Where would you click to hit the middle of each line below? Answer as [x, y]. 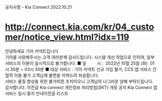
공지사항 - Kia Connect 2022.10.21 [38, 7]
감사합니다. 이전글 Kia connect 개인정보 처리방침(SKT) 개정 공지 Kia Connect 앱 [81, 87]
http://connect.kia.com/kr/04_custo [80, 27]
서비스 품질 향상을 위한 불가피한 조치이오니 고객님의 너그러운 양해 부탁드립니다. [79, 81]
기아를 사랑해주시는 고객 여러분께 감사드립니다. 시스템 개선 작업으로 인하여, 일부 [80, 57]
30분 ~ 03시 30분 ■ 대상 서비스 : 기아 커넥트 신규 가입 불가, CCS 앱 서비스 [81, 69]
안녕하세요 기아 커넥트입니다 [32, 51]
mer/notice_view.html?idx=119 [67, 37]
